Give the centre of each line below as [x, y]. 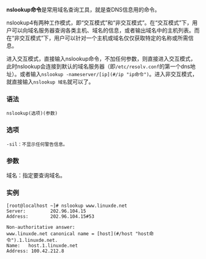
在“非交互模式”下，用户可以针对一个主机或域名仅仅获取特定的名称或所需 [97, 38]
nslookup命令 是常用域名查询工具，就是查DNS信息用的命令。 [83, 10]
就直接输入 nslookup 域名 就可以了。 [50, 82]
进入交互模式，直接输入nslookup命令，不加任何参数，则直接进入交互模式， [101, 59]
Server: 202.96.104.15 [46, 211]
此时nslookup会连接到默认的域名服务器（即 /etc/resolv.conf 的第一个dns [98, 66]
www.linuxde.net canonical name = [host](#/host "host [78, 234]
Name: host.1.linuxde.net [42, 246]
